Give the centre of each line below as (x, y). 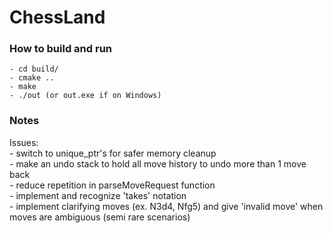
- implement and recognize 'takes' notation (98, 195)
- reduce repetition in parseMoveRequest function (112, 185)
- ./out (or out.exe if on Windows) (85, 96)
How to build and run (61, 49)
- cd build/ (34, 69)
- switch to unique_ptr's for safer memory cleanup (113, 153)
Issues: (24, 142)
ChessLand (57, 17)
